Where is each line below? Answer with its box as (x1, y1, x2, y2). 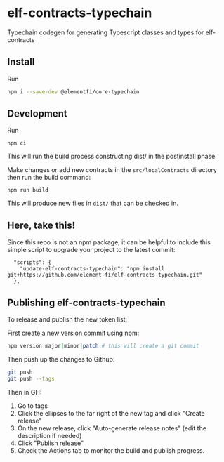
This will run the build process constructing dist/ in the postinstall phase (7, 152, 216, 161)
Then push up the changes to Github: (7, 355, 115, 363)
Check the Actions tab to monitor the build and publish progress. (17, 446, 205, 454)
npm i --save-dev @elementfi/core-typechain (7, 88, 140, 95)
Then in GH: (7, 388, 42, 396)
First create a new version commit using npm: (7, 329, 140, 338)
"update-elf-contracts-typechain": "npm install (20, 265, 165, 272)
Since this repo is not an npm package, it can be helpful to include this (7, 238, 211, 246)
